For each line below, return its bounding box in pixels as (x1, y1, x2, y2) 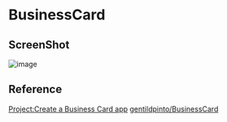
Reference (8, 82, 63, 96)
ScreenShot (8, 38, 70, 52)
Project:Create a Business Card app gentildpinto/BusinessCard (8, 103, 219, 114)
